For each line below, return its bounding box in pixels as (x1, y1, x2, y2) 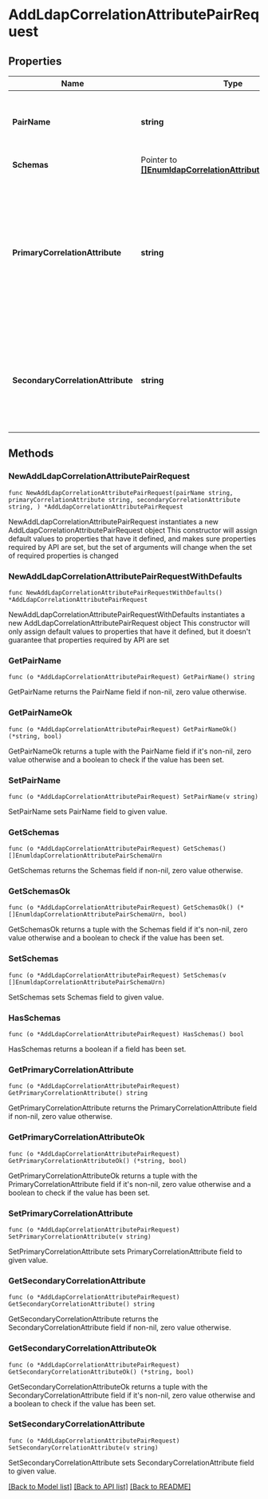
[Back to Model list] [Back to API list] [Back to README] (8, 1481, 191, 1491)
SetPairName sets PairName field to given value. (8, 806, 167, 816)
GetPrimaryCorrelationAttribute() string (8, 1090, 148, 1098)
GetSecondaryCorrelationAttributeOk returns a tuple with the (8, 1382, 208, 1391)
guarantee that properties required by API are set (8, 635, 170, 644)
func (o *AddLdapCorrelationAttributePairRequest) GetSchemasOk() (8, 904, 234, 912)
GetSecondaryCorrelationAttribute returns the (8, 1315, 159, 1324)
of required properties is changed (8, 551, 119, 560)
